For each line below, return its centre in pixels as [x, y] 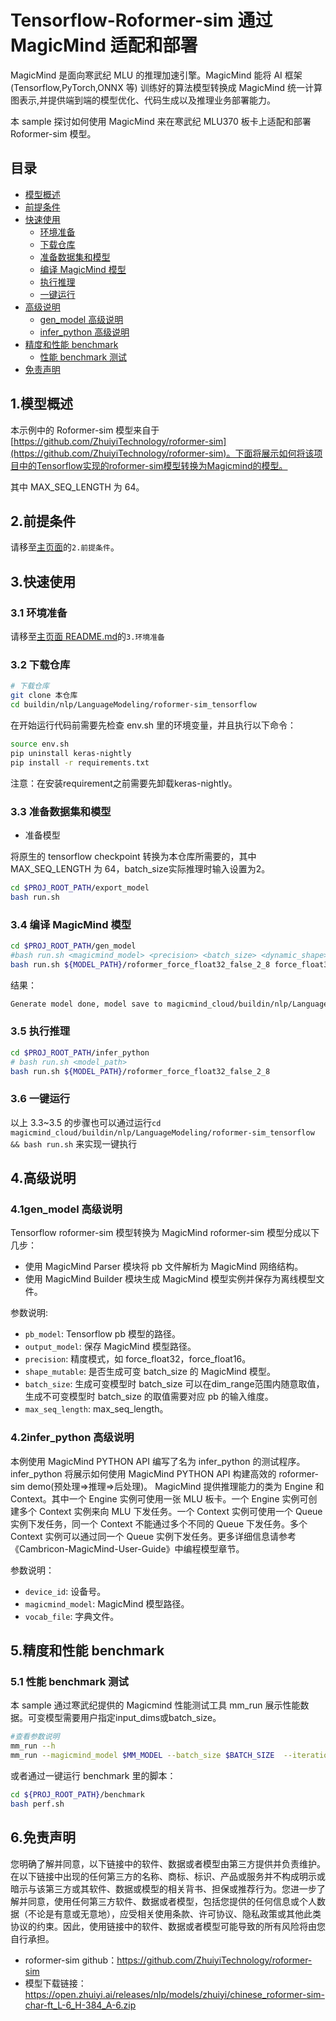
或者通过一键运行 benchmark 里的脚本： [93, 1775]
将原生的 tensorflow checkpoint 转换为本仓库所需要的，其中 [133, 856]
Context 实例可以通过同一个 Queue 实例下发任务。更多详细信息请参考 [153, 1536]
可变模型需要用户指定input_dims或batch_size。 [124, 1718]
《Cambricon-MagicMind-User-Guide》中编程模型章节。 [127, 1548]
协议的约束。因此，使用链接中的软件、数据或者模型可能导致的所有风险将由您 [168, 1926]
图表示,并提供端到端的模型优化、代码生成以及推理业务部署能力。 [143, 100]
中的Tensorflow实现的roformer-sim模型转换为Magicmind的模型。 [153, 465]
